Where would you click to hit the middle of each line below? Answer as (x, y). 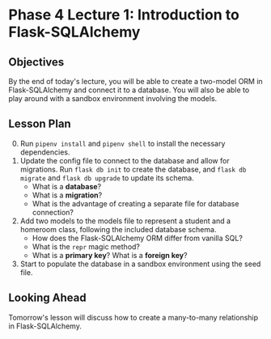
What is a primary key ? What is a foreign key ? (110, 255)
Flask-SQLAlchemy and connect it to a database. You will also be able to (129, 90)
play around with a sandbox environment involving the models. (113, 98)
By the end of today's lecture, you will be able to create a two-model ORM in (135, 81)
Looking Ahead (47, 298)
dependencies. (45, 152)
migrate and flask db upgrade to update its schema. (107, 178)
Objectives (36, 62)
